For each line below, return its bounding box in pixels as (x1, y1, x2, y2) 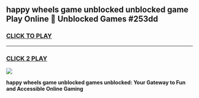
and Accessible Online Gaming (6, 85, 84, 92)
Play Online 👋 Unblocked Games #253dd (6, 14, 159, 24)
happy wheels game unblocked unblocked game (6, 5, 189, 15)
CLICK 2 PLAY (6, 54, 47, 62)
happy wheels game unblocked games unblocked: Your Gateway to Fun (6, 78, 186, 86)
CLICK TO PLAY (6, 32, 52, 40)
